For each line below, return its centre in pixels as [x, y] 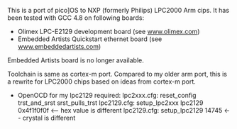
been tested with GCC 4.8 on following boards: [76, 18]
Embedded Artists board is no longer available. [76, 60]
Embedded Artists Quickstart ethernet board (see [90, 39]
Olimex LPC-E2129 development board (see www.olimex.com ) [109, 32]
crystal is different [49, 118]
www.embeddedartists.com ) [59, 46]
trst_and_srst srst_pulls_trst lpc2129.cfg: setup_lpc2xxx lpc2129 [110, 103]
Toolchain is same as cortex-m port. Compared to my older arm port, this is [117, 74]
